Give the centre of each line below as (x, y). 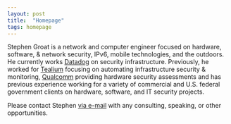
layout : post (26, 14)
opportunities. (27, 113)
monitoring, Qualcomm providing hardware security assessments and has (114, 77)
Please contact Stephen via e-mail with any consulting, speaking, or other (114, 106)
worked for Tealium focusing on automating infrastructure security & (107, 69)
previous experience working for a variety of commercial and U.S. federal (114, 85)
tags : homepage (30, 27)
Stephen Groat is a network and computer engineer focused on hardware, (114, 47)
